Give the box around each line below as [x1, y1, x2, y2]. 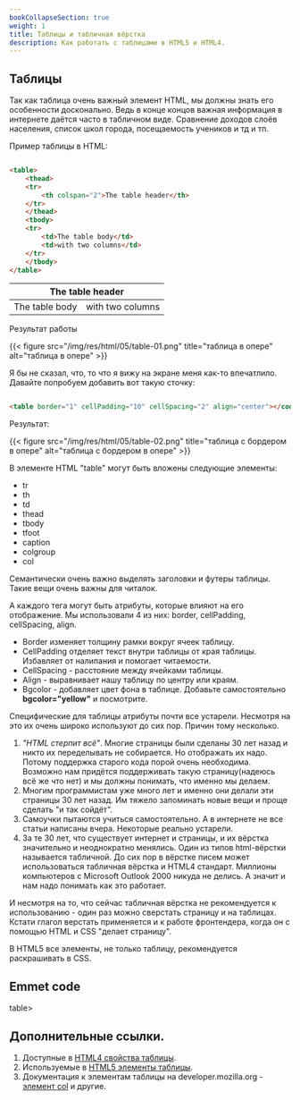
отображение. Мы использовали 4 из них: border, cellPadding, [9, 610, 246, 621]
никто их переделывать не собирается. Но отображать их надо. [21, 748, 268, 758]
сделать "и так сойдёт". [21, 804, 113, 815]
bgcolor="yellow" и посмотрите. [21, 694, 148, 705]
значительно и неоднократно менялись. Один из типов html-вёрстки [21, 842, 287, 853]
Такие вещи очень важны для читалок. [9, 583, 158, 594]
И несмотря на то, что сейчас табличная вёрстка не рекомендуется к [9, 898, 277, 909]
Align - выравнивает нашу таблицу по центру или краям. [21, 674, 239, 685]
